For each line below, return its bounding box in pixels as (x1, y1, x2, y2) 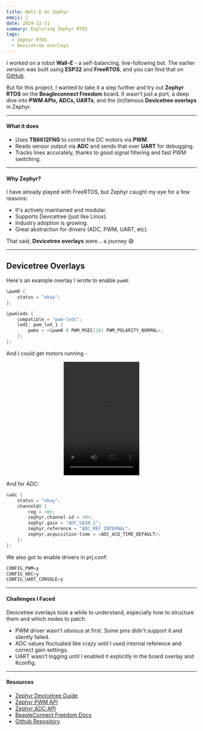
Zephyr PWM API (14, 698, 59, 706)
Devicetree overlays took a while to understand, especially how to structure (6, 609, 195, 616)
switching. (14, 156, 41, 163)
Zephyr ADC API (14, 704, 56, 712)
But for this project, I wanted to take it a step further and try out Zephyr (6, 84, 184, 91)
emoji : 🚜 (6, 15, 28, 21)
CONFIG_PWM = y (6, 565, 39, 571)
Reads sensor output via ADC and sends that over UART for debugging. (14, 143, 195, 150)
